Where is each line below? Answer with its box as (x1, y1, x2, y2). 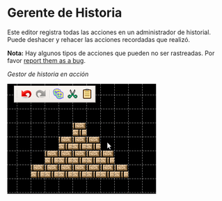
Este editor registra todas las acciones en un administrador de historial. (7, 28, 211, 36)
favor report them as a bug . (7, 56, 86, 64)
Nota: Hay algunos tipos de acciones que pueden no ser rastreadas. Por (7, 49, 215, 57)
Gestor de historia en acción (7, 70, 89, 78)
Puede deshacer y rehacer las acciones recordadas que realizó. (7, 35, 190, 43)
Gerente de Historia (7, 5, 122, 21)
